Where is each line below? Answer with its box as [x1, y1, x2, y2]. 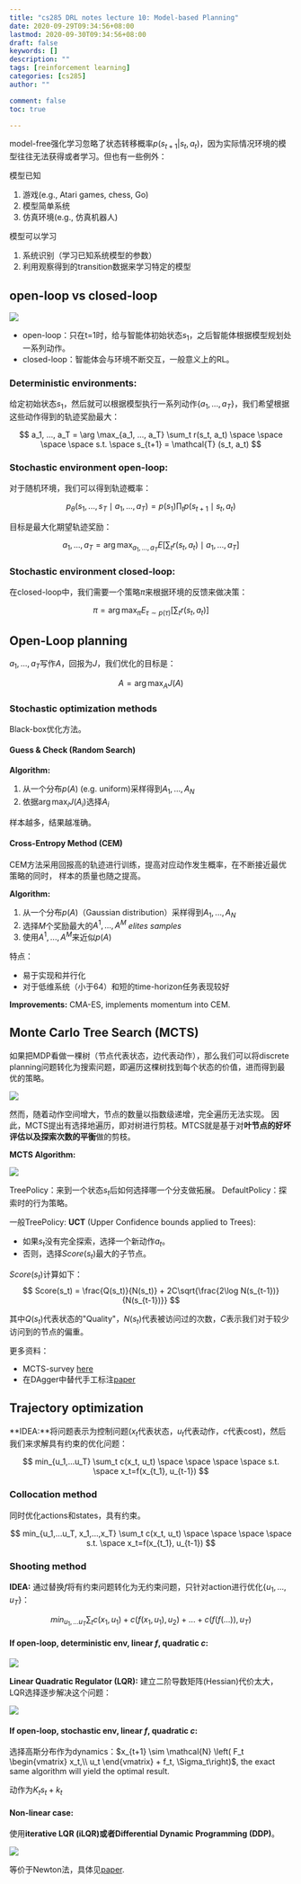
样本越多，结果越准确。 [9, 817, 96, 827]
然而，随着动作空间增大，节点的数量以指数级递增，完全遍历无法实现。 [9, 1108, 270, 1120]
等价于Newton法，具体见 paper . [9, 1864, 125, 1875]
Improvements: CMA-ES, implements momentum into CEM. [9, 999, 231, 1010]
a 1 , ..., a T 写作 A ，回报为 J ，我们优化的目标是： [9, 658, 176, 671]
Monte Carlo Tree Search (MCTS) [9, 1025, 199, 1040]
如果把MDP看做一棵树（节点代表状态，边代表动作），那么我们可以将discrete [9, 1049, 289, 1061]
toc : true [9, 104, 47, 113]
